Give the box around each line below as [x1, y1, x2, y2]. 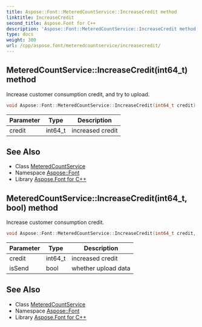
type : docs [6, 31, 34, 38]
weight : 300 [6, 37, 36, 43]
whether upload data [71, 264, 131, 272]
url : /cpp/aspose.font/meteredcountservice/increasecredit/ [6, 43, 161, 49]
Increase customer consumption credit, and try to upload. [6, 90, 150, 97]
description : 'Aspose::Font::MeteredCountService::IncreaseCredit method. [6, 25, 199, 32]
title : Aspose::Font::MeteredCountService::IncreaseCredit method [6, 8, 177, 15]
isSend [9, 264, 29, 272]
